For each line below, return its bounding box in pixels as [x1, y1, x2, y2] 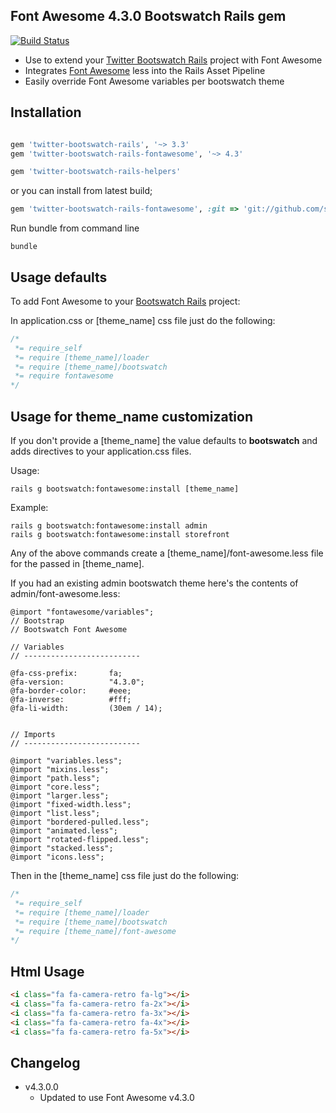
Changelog [10, 1054, 81, 1071]
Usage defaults [10, 269, 108, 286]
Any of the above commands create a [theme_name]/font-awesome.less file [10, 547, 324, 559]
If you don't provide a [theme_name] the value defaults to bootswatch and [10, 435, 318, 446]
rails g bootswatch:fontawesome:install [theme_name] [10, 484, 240, 494]
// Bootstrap [10, 616, 65, 626]
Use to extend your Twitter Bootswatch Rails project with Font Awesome [24, 54, 323, 66]
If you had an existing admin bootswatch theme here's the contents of [10, 577, 299, 589]
